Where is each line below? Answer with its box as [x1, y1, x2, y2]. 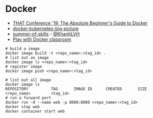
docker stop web [5, 104, 40, 109]
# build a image [5, 46, 40, 51]
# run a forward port [5, 95, 52, 100]
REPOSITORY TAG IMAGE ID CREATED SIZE [5, 86, 147, 91]
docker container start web [5, 108, 65, 114]
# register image [5, 64, 42, 69]
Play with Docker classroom [12, 36, 71, 42]
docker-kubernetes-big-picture [12, 25, 79, 31]
